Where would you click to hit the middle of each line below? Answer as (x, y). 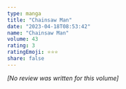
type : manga (24, 13)
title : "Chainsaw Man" (40, 20)
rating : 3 (21, 46)
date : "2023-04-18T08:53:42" (49, 26)
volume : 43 (23, 39)
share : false (26, 59)
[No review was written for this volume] (63, 78)
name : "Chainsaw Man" (38, 33)
